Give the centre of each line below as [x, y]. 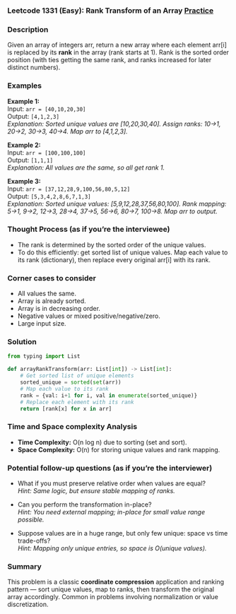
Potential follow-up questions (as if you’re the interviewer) [110, 468]
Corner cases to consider [52, 278]
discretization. [28, 604]
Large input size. [42, 324]
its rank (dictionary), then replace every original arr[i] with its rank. [114, 259]
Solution [22, 342]
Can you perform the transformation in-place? [84, 504]
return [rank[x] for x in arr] [66, 408]
